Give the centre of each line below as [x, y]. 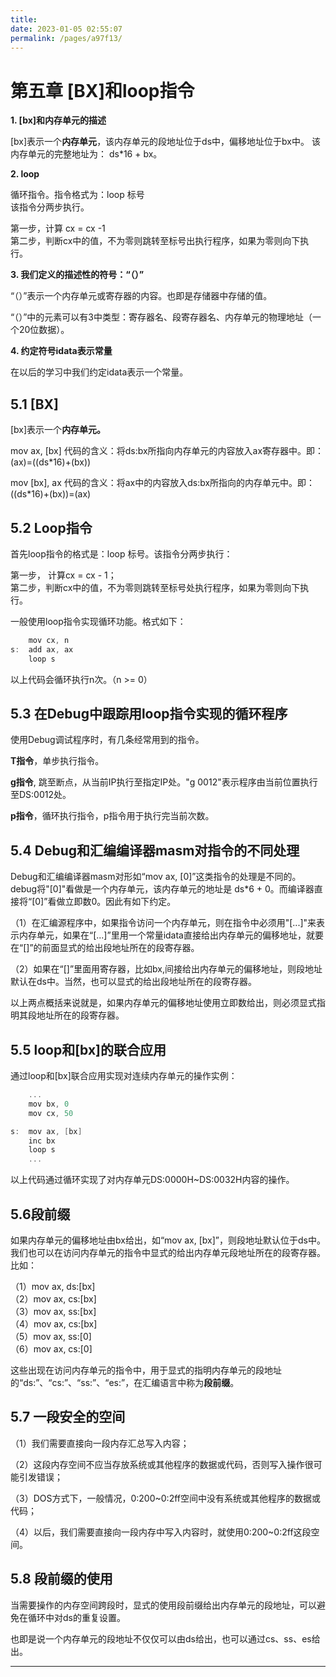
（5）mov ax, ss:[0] [51, 1336]
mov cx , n [49, 640]
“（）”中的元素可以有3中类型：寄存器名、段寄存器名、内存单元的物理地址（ [161, 317]
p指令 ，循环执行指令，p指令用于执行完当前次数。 [112, 816]
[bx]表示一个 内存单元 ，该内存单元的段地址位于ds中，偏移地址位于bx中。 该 [165, 142]
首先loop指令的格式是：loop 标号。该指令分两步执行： [121, 553]
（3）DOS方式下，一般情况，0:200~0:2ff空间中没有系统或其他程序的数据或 [165, 1498]
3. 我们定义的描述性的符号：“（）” [77, 275]
